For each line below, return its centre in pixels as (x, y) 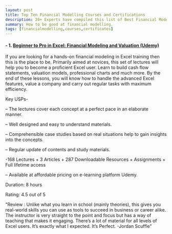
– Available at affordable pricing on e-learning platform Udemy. (72, 175)
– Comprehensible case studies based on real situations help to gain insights (86, 134)
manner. (14, 114)
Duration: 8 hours (24, 185)
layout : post (19, 10)
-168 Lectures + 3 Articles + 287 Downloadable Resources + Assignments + (85, 159)
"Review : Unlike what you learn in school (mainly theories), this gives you (83, 204)
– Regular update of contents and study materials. (58, 150)
